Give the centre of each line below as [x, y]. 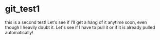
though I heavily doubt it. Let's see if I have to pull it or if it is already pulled [80, 27]
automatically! [19, 32]
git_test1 [22, 9]
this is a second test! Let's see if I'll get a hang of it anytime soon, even [76, 22]
